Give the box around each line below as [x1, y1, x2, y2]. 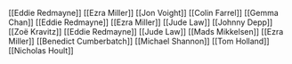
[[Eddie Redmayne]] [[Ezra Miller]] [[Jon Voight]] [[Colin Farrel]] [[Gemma [8, 8, 280, 18]
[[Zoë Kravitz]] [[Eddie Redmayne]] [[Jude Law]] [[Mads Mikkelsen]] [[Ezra [8, 27, 284, 36]
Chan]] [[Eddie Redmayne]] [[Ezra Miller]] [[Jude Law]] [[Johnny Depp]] [8, 17, 273, 28]
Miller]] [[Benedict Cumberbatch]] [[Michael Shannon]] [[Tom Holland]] [8, 36, 270, 46]
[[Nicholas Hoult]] [8, 45, 74, 56]
